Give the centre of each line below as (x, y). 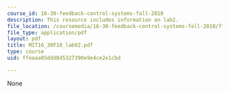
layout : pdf (24, 39)
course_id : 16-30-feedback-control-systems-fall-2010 (86, 13)
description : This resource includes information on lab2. (93, 20)
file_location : (29, 26)
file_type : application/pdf (47, 32)
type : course (26, 52)
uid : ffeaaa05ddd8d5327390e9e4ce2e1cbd (64, 58)
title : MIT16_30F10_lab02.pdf (50, 45)
